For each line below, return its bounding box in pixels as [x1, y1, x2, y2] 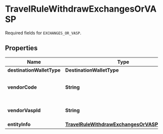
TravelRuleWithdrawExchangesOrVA [5, 3, 157, 15]
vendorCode [7, 84, 37, 91]
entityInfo [7, 121, 31, 128]
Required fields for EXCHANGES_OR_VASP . [5, 30, 81, 36]
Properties [5, 44, 38, 52]
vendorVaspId [7, 107, 41, 114]
